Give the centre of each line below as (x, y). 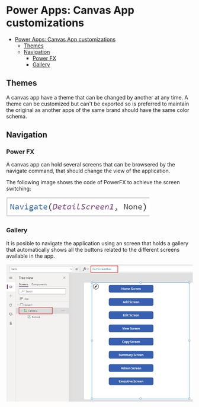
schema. (17, 116)
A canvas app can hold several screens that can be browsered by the (91, 165)
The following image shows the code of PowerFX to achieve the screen (93, 182)
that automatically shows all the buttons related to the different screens (93, 249)
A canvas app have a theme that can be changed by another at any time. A (97, 97)
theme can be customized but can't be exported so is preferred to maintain (98, 104)
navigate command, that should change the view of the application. (88, 171)
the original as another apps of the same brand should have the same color (98, 110)
